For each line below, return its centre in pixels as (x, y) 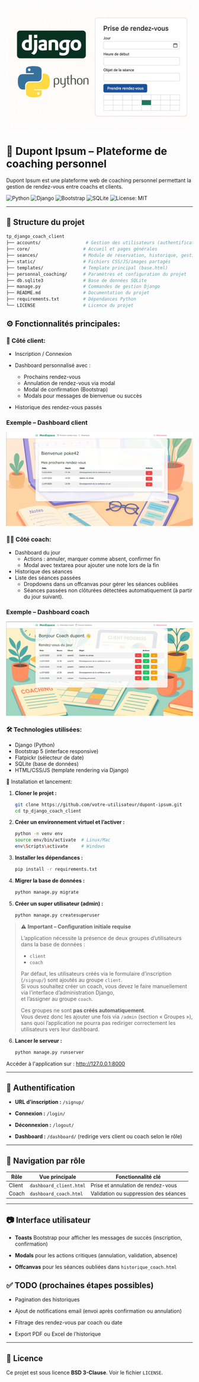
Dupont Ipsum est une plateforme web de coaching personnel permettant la (99, 180)
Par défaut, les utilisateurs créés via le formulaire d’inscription (96, 973)
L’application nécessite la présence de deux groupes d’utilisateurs (101, 938)
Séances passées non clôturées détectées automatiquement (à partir (108, 590)
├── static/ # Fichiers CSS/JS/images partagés (88, 262)
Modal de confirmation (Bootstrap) (66, 389)
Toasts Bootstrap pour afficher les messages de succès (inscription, (98, 1237)
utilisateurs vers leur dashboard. (60, 1029)
